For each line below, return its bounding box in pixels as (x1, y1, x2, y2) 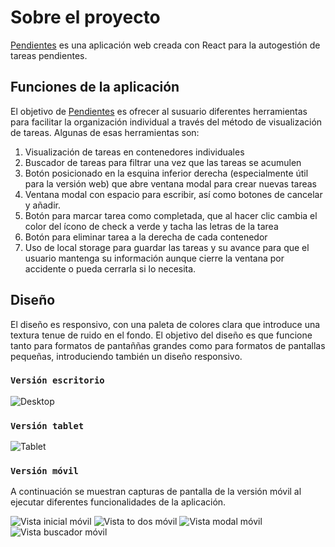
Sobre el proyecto (10, 6, 161, 29)
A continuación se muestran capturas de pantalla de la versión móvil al (10, 486, 302, 498)
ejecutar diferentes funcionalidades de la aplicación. (10, 496, 227, 508)
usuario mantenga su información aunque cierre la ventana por (24, 252, 285, 264)
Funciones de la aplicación (10, 79, 180, 96)
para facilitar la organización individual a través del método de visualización (10, 116, 323, 128)
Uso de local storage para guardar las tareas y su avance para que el (24, 241, 310, 253)
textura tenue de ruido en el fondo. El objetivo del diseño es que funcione (10, 329, 313, 341)
